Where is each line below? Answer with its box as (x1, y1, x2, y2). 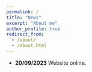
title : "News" (6, 15, 42, 21)
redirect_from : (6, 31, 44, 38)
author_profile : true (6, 25, 61, 32)
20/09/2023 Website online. (14, 59, 87, 67)
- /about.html (11, 43, 47, 49)
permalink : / (6, 8, 39, 15)
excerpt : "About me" (6, 20, 58, 26)
